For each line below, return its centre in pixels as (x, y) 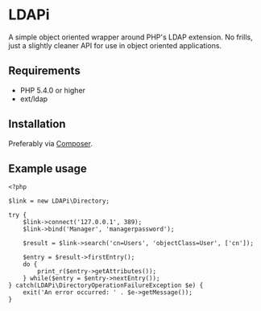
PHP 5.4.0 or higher (53, 90)
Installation (37, 124)
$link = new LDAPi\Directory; (59, 201)
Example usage (48, 168)
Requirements (44, 71)
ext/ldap (34, 99)
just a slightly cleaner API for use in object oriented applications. (115, 45)
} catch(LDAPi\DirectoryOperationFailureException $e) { (106, 286)
